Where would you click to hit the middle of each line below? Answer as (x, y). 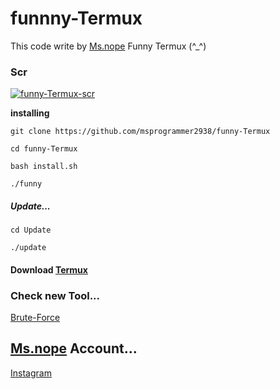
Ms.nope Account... (74, 348)
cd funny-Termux (44, 149)
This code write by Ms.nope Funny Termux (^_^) (108, 46)
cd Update (31, 230)
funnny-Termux (76, 18)
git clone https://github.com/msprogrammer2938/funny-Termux (140, 132)
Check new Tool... (55, 295)
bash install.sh (44, 167)
